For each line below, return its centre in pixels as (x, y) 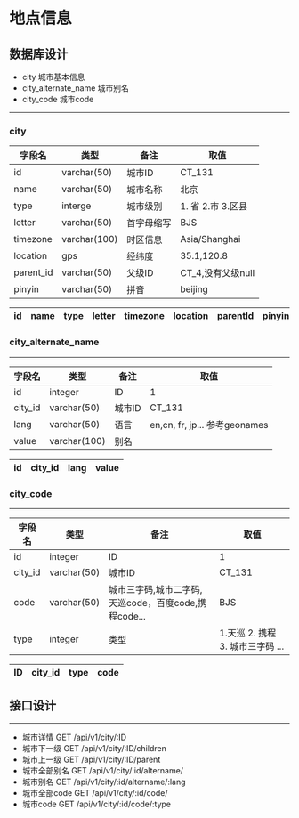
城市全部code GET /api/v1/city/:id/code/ (95, 792)
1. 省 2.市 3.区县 (214, 207)
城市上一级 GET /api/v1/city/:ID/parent (91, 759)
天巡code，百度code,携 (158, 603)
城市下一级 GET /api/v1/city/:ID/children (94, 748)
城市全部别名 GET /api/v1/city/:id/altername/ (103, 770)
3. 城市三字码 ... (252, 646)
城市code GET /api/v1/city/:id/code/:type (97, 804)
